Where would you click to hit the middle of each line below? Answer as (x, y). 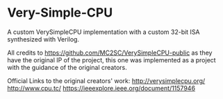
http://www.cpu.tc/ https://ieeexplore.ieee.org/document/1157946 (101, 88)
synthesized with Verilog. (43, 39)
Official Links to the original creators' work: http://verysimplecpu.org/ (106, 80)
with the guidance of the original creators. (67, 67)
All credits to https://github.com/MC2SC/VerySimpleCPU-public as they (110, 53)
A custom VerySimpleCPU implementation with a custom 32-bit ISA (104, 32)
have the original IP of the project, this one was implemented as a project (112, 60)
